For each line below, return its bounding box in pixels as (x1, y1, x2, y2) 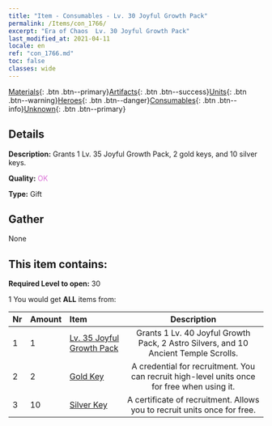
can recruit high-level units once (130, 371, 256, 382)
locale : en (8, 42, 45, 50)
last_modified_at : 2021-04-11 (8, 34, 111, 43)
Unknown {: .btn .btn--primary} (23, 104, 126, 113)
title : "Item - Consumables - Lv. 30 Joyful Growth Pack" (8, 11, 208, 20)
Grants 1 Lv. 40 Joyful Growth (136, 327, 251, 339)
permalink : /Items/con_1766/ (8, 19, 107, 28)
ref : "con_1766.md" (8, 49, 74, 58)
